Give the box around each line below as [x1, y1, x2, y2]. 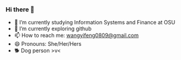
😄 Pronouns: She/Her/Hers [14, 40, 82, 48]
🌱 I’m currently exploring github [14, 25, 92, 32]
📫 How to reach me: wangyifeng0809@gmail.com [14, 32, 139, 39]
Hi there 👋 [5, 5, 35, 14]
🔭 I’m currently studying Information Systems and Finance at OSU [14, 19, 176, 26]
